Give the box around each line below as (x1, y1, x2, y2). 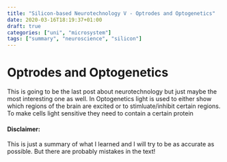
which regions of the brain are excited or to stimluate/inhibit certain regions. (7, 102, 221, 110)
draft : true (7, 23, 41, 29)
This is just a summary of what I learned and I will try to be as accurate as (7, 140, 215, 148)
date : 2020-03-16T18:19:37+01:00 (7, 16, 103, 23)
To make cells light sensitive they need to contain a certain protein (7, 109, 193, 118)
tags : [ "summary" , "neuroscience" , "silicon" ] (7, 36, 142, 42)
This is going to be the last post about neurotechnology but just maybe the (7, 87, 217, 96)
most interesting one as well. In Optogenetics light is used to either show (7, 95, 212, 103)
